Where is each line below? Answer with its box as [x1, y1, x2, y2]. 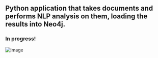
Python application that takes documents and [5, 4, 153, 13]
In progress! [5, 35, 36, 42]
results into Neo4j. [5, 20, 66, 28]
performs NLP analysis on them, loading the [5, 12, 148, 21]
